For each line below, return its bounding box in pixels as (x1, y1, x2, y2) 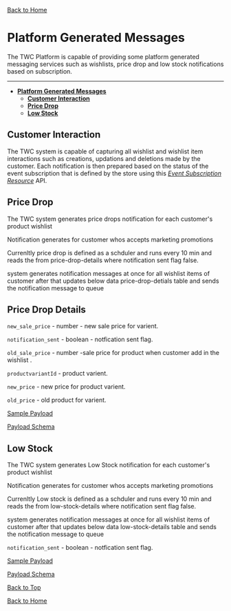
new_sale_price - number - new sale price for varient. (7, 322, 159, 330)
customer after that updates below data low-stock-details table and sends (7, 523, 217, 531)
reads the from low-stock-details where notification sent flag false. (7, 502, 197, 511)
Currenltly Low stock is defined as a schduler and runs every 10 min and (7, 495, 212, 503)
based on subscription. (7, 67, 72, 75)
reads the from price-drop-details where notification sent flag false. (7, 256, 199, 264)
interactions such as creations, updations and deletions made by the (7, 154, 201, 162)
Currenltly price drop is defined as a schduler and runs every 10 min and (7, 248, 212, 257)
